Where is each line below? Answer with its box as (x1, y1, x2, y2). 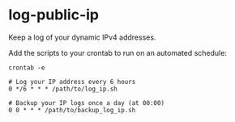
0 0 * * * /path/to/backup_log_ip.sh (8, 106, 136, 114)
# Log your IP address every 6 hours (8, 78, 136, 86)
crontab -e (8, 63, 45, 72)
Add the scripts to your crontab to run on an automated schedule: (8, 48, 227, 57)
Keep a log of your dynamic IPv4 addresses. (8, 32, 156, 42)
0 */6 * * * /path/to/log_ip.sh (8, 85, 117, 93)
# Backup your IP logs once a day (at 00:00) (8, 99, 164, 107)
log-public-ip (8, 6, 100, 24)
